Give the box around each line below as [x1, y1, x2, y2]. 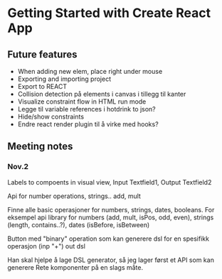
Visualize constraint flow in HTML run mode [17, 97, 147, 106]
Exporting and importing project [17, 75, 112, 83]
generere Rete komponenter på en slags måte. [7, 263, 144, 271]
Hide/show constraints [17, 112, 84, 121]
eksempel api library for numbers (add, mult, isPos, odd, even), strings [7, 213, 214, 221]
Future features [7, 48, 78, 60]
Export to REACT [17, 82, 68, 90]
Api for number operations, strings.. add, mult [7, 192, 141, 200]
